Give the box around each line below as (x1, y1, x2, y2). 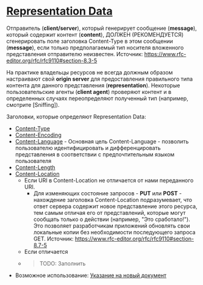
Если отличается (24, 248, 68, 255)
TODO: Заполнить (39, 259, 86, 267)
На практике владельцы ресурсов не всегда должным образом (6, 68, 173, 76)
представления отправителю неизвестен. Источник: (6, 50, 143, 57)
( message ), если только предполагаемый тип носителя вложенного (6, 44, 184, 51)
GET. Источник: (33, 235, 74, 242)
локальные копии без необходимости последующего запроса (33, 228, 196, 236)
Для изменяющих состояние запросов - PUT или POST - (33, 189, 182, 197)
